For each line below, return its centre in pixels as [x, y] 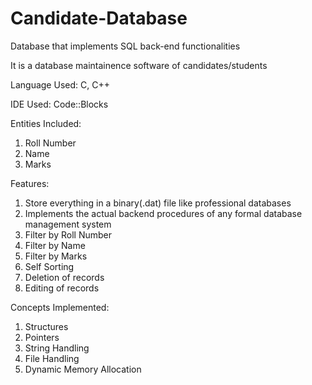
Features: [30, 183]
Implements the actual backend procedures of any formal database [163, 213]
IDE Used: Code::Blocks [59, 104]
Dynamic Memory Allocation [83, 369]
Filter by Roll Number [68, 234]
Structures [46, 326]
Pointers [42, 337]
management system [68, 224]
